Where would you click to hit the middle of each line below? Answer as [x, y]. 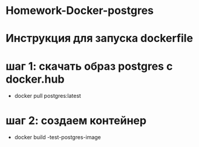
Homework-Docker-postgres [80, 11]
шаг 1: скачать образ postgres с [89, 66]
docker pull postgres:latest [47, 96]
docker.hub [35, 79]
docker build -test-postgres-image [57, 137]
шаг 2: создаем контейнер [76, 121]
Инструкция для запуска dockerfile [99, 39]
